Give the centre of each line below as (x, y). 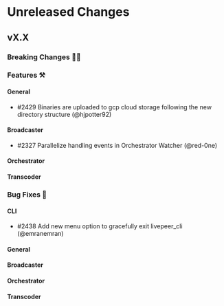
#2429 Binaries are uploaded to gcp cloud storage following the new (114, 107)
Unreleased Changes (68, 12)
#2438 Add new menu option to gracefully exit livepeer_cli (100, 226)
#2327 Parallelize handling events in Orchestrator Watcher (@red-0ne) (117, 145)
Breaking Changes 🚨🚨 (44, 57)
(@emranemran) (40, 234)
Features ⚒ (26, 75)
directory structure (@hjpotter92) (64, 114)
